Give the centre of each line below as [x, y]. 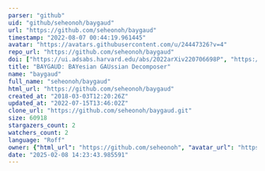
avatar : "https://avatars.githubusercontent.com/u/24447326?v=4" [118, 45]
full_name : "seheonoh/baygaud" [60, 81]
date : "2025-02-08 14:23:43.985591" [68, 154]
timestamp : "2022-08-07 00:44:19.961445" [77, 37]
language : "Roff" [37, 140]
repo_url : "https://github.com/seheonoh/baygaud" [91, 52]
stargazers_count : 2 [42, 125]
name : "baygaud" [35, 74]
